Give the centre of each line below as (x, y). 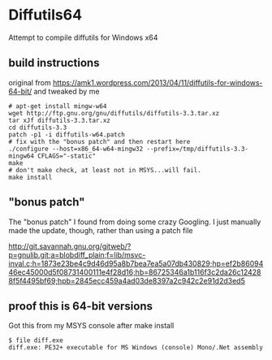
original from (30, 82)
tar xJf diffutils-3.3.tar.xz (60, 120)
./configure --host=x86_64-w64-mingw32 (76, 149)
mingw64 (22, 156)
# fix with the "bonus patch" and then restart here (99, 141)
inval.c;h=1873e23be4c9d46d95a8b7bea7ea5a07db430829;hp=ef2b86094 (136, 263)
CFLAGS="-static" (67, 156)
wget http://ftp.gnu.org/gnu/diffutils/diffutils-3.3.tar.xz (114, 113)
